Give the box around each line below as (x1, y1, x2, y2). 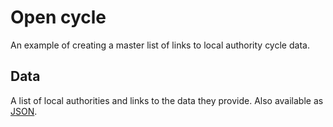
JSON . (10, 105, 38, 117)
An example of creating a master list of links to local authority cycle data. (10, 39, 310, 51)
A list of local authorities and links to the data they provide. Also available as (10, 94, 324, 106)
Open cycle (10, 6, 107, 29)
